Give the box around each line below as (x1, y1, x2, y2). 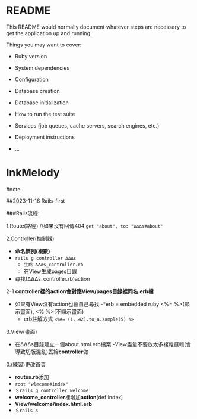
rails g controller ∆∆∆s (14, 255, 77, 261)
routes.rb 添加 (14, 373, 49, 380)
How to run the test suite (14, 110, 75, 117)
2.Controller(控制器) (6, 235, 55, 242)
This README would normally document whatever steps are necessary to (6, 23, 186, 30)
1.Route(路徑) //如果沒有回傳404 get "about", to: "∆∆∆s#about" (6, 222, 163, 229)
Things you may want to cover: (6, 41, 82, 48)
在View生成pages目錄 (23, 268, 77, 275)
